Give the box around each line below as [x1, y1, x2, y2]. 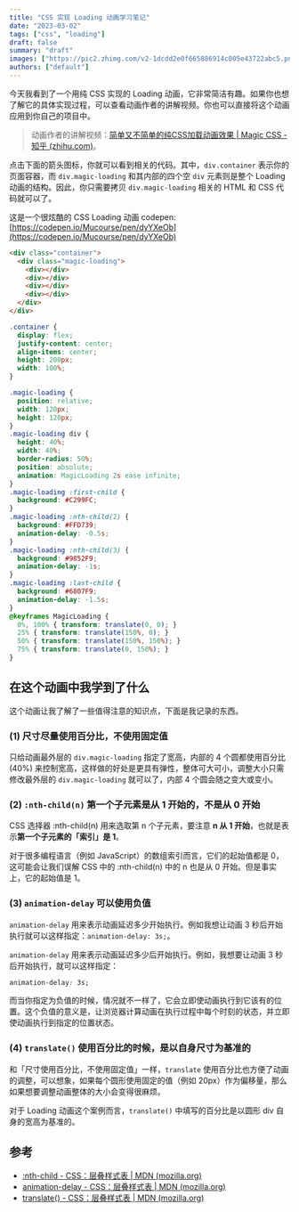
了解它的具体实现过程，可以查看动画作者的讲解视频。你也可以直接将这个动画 [9, 99, 290, 110]
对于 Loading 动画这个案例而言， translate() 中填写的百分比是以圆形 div [9, 1105, 274, 1116]
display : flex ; [17, 330, 74, 339]
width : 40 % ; [17, 446, 62, 455]
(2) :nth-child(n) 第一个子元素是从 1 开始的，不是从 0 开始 [9, 798, 261, 810]
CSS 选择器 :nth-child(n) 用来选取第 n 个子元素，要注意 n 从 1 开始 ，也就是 [9, 820, 282, 831]
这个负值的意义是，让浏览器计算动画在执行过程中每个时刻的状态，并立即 [24, 1006, 290, 1017]
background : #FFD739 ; [17, 521, 98, 530]
